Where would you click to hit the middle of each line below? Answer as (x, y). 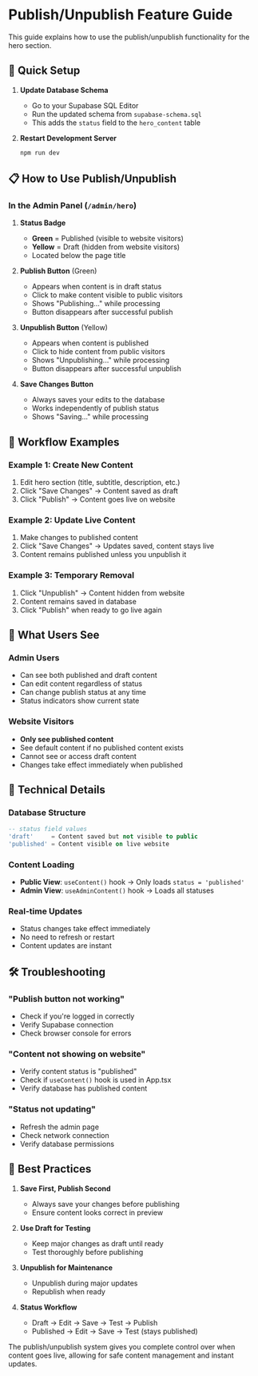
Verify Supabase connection (67, 1025)
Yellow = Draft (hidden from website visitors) (106, 247)
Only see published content (67, 739)
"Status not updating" (52, 1109)
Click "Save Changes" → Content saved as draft (99, 491)
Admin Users (34, 657)
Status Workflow (48, 1307)
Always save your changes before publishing (105, 1204)
